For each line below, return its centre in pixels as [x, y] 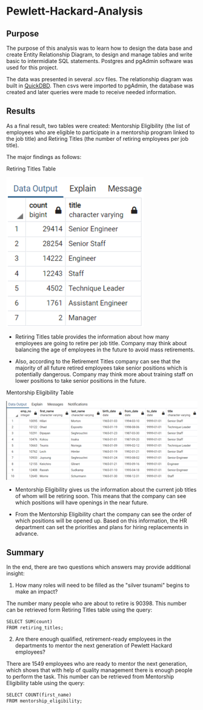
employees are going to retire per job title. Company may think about [101, 343]
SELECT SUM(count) [29, 622]
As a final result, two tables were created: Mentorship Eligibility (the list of [98, 126]
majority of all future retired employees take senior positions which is [101, 368]
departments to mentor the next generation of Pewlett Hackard [94, 646]
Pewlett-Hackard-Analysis [75, 11]
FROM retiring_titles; [35, 628]
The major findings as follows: [44, 157]
